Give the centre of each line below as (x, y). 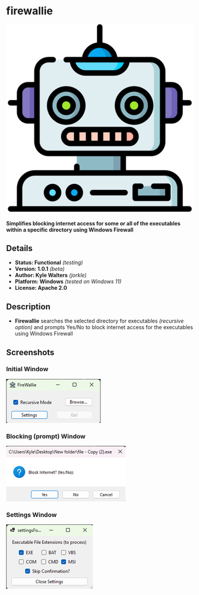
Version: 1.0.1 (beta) (40, 269)
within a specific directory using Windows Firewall (70, 230)
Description (28, 307)
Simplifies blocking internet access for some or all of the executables (94, 223)
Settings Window (31, 515)
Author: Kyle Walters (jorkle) (51, 275)
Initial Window (27, 369)
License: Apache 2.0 (41, 288)
